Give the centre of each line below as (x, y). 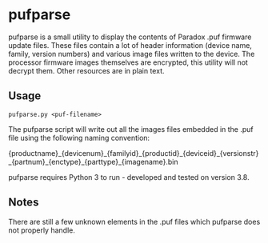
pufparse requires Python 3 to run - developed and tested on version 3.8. (129, 177)
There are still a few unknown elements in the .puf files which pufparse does (134, 221)
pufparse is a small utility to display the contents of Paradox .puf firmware (130, 37)
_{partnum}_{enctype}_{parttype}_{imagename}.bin (93, 161)
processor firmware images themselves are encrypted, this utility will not (128, 62)
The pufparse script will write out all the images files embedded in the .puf (131, 129)
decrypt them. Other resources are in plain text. (86, 70)
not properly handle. (42, 230)
